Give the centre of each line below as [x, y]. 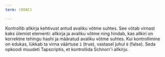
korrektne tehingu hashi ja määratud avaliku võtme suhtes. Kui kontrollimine [83, 39]
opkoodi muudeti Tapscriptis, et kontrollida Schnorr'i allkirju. [67, 49]
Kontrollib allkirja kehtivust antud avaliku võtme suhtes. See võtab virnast [80, 28]
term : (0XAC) [19, 10]
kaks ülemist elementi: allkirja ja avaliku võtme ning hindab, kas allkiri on [79, 33]
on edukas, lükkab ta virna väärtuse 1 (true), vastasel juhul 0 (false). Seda [81, 44]
